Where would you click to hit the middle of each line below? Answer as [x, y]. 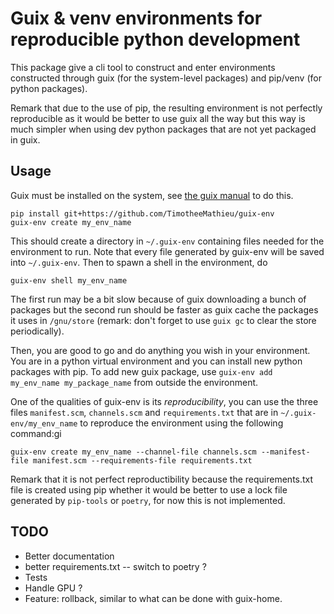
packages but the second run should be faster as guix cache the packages [164, 309]
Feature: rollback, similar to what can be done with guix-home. [153, 598]
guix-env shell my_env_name [69, 280]
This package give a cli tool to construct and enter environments [143, 67]
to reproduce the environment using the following [181, 423]
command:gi [36, 433]
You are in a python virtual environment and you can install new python [156, 361]
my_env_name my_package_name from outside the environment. [134, 382]
